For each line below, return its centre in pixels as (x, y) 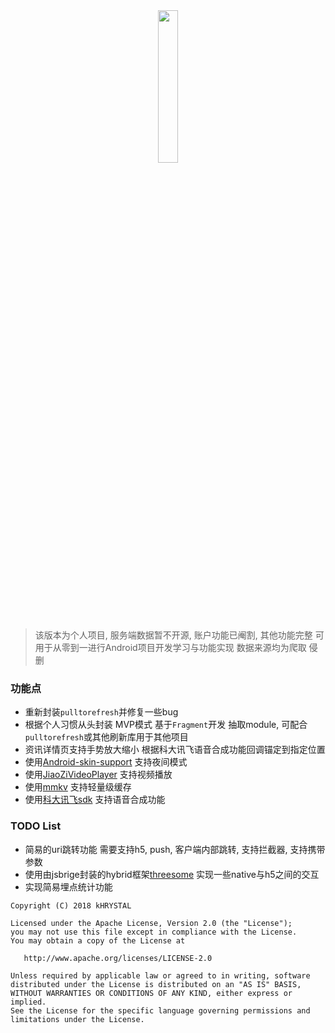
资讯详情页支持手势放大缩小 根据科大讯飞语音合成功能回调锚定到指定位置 (175, 750)
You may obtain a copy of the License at (98, 940)
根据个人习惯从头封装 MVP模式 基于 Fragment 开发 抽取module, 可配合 (166, 725)
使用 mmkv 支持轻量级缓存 (78, 787)
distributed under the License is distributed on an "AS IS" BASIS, (156, 984)
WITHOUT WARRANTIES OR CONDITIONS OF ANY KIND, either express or (151, 993)
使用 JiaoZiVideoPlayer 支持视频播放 (98, 775)
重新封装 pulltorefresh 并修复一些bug (101, 712)
